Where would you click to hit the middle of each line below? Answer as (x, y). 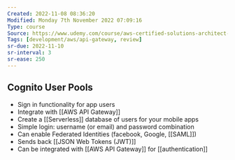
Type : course (26, 27)
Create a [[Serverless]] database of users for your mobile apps (108, 119)
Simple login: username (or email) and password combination (106, 126)
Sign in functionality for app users (66, 104)
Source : (19, 33)
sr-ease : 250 (26, 59)
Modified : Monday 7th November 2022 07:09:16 (74, 20)
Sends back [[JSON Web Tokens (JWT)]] (77, 141)
